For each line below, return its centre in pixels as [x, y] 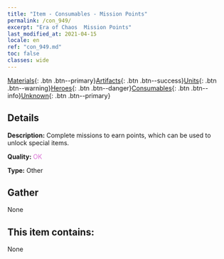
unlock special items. [38, 142]
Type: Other [25, 170]
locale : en [23, 41]
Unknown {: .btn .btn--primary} [66, 95]
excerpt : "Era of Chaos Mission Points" [70, 27]
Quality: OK [25, 157]
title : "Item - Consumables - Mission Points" [78, 14]
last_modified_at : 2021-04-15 [52, 34]
